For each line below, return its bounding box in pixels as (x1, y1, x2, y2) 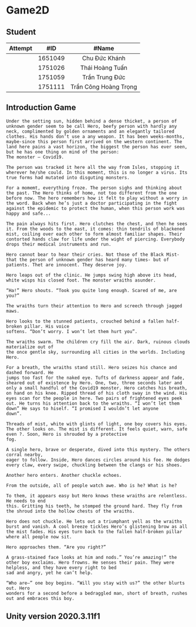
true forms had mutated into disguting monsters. (6, 174, 130, 181)
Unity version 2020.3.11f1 (6, 611, 100, 622)
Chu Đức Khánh (82, 54, 126, 62)
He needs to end (6, 498, 46, 504)
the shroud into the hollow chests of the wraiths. (6, 508, 135, 514)
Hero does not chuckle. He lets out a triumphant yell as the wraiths (6, 518, 183, 524)
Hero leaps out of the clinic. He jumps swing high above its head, (6, 272, 177, 278)
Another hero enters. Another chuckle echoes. (6, 472, 122, 478)
